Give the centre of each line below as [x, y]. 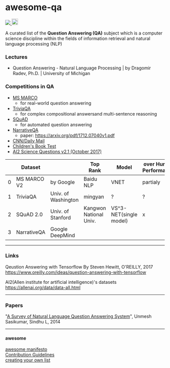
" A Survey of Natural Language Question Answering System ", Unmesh [78, 316]
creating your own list [28, 360]
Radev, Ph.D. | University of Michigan [51, 73]
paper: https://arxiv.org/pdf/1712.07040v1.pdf [67, 135]
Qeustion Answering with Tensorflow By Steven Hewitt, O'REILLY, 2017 [79, 267]
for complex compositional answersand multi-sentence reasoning [89, 114]
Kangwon [95, 208]
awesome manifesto [26, 349]
